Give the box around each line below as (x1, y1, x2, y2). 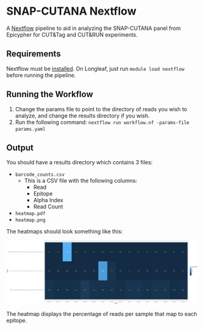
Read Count (33, 203, 63, 210)
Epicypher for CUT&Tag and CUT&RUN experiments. (6, 31, 138, 38)
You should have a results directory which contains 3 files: (6, 159, 153, 166)
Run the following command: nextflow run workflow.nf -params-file (15, 118, 190, 126)
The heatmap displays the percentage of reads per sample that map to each (6, 310, 197, 318)
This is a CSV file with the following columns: (24, 177, 138, 185)
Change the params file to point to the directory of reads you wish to (15, 105, 188, 112)
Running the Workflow (6, 89, 93, 100)
